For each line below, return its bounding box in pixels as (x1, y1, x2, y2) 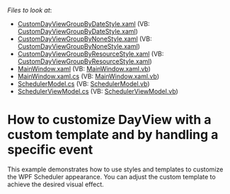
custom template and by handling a (7, 127, 219, 143)
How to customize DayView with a (7, 112, 212, 128)
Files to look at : (7, 6, 52, 14)
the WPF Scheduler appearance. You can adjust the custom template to (7, 172, 216, 181)
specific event (7, 142, 93, 158)
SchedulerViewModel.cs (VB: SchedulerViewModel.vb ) (17, 87, 178, 95)
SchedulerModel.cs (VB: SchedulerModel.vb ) (17, 80, 150, 87)
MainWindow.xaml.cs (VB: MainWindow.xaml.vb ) (17, 72, 160, 80)
